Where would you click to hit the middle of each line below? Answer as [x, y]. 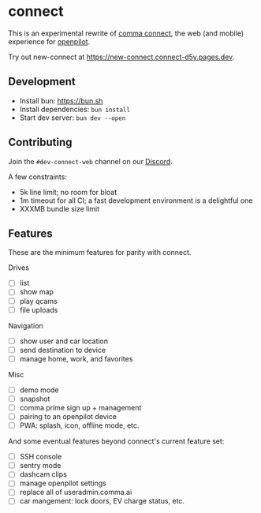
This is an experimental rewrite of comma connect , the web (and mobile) [126, 33]
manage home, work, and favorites [76, 358]
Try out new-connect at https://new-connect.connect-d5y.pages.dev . [121, 57]
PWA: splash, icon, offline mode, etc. [79, 425]
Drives [19, 268]
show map [36, 292]
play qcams [38, 301]
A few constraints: [37, 177]
